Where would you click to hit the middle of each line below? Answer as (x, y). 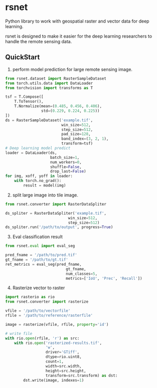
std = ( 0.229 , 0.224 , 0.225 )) (70, 111)
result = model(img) (45, 185)
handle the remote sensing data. (39, 41)
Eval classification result (37, 237)
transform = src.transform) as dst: (82, 375)
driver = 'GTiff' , (62, 352)
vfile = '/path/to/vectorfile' (38, 311)
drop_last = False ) (68, 171)
